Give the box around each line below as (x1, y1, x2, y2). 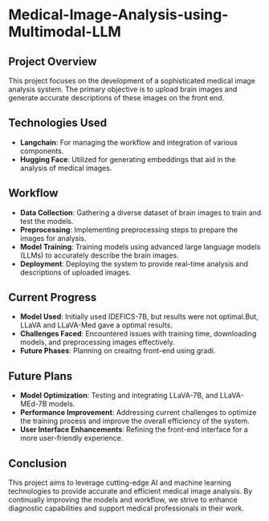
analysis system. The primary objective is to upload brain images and (8, 84, 238, 94)
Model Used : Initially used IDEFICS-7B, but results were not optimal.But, (19, 311, 259, 322)
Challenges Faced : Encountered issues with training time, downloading (19, 329, 257, 339)
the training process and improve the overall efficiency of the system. (19, 416, 251, 426)
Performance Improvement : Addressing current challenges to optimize (19, 408, 257, 417)
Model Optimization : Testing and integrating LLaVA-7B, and (19, 391, 218, 401)
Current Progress (8, 291, 97, 304)
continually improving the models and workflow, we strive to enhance (8, 495, 238, 505)
